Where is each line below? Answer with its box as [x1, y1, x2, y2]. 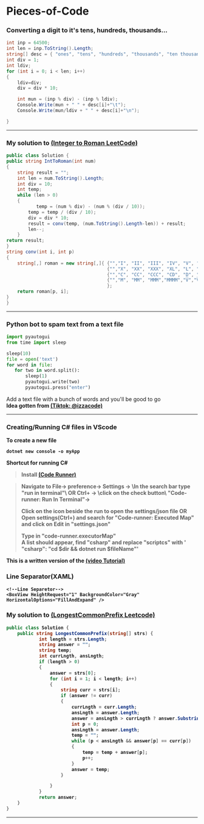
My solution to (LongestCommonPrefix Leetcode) [6, 611, 155, 619]
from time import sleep [6, 339, 67, 346]
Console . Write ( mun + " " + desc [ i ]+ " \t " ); [17, 102, 126, 108]
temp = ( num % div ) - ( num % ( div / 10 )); [36, 204, 146, 210]
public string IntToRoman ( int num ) [6, 158, 97, 165]
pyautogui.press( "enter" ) [25, 385, 91, 391]
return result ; [6, 238, 45, 244]
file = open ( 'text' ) [6, 356, 59, 362]
